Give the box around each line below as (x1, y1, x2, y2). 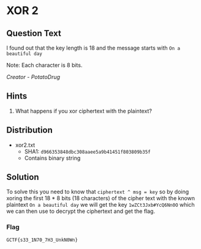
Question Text (6, 28, 61, 39)
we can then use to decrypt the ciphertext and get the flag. (6, 207, 155, 215)
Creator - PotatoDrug (6, 73, 60, 80)
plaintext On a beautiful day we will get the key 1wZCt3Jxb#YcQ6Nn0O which (6, 201, 195, 209)
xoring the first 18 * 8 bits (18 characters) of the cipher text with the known (6, 195, 195, 202)
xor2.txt (15, 141, 36, 149)
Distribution (6, 125, 53, 135)
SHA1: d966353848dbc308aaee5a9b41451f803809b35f (24, 147, 151, 155)
